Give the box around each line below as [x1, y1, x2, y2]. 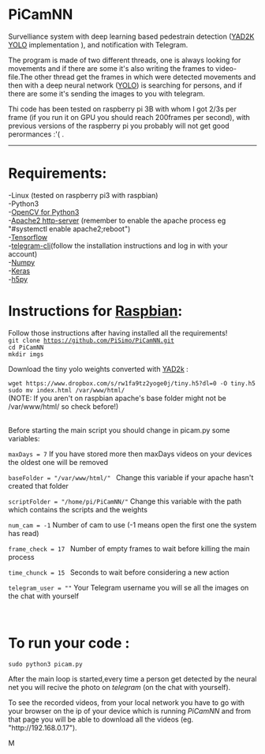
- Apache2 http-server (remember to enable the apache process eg [8, 216, 226, 225]
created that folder [8, 481, 69, 490]
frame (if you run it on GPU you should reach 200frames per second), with [8, 112, 251, 122]
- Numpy [8, 257, 35, 267]
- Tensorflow [8, 232, 48, 242]
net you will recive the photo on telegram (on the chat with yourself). [8, 682, 231, 692]
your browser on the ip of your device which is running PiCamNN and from [8, 706, 252, 715]
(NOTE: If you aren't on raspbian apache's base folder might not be [8, 393, 226, 403]
